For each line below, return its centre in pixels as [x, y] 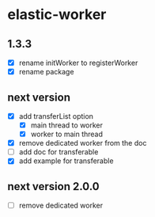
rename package [46, 72]
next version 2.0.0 [53, 187]
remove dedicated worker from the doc [83, 143]
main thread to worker [67, 125]
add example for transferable [66, 161]
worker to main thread [67, 134]
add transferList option [56, 116]
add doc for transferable [59, 152]
